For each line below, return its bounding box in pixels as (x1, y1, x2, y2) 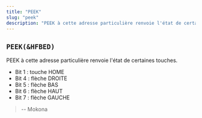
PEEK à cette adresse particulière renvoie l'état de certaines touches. (6, 57, 178, 64)
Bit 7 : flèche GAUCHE (14, 94, 70, 101)
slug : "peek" (6, 14, 39, 20)
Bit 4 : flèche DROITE (14, 75, 67, 82)
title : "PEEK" (6, 8, 42, 15)
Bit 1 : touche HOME (14, 69, 65, 76)
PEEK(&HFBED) (6, 42, 55, 51)
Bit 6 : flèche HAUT (14, 88, 63, 95)
